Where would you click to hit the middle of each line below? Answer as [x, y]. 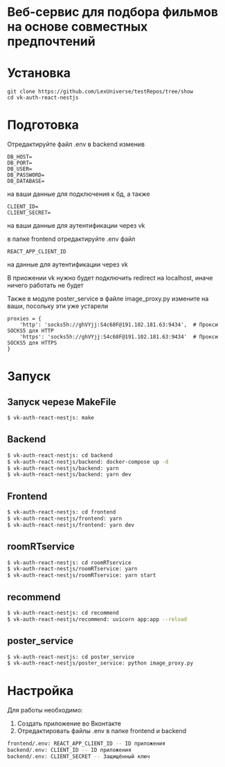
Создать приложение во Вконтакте [69, 723]
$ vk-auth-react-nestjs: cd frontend [62, 512]
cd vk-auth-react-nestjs [43, 98]
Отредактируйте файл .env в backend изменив [76, 144]
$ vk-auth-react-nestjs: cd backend [60, 455]
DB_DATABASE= [26, 181]
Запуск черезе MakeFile [62, 402]
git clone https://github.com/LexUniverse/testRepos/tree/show [100, 92]
